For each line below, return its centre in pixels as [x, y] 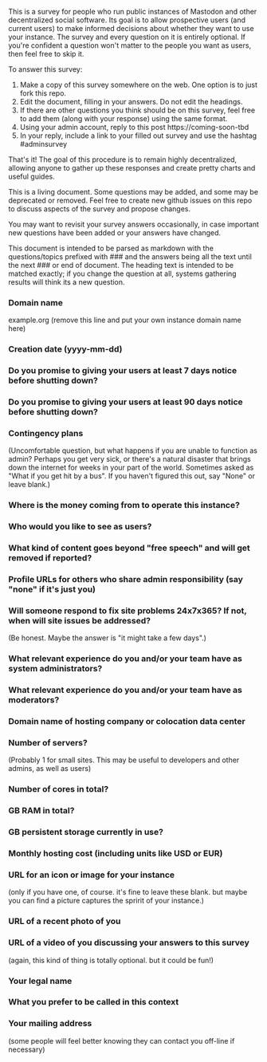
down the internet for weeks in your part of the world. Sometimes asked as [131, 468]
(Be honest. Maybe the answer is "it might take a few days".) [108, 638]
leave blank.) [29, 485]
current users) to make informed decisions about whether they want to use [131, 28]
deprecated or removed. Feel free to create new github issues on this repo [130, 200]
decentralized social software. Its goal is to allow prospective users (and [127, 20]
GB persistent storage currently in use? [86, 832]
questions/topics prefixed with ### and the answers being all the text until [130, 257]
